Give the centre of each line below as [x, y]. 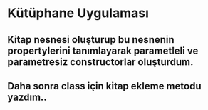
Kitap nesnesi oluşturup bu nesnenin [91, 40]
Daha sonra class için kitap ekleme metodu [104, 86]
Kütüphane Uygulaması [78, 13]
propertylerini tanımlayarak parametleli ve [103, 50]
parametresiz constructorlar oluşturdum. [100, 62]
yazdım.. [27, 97]
